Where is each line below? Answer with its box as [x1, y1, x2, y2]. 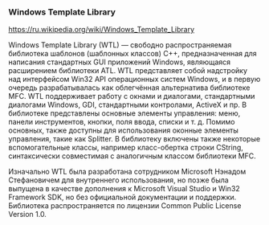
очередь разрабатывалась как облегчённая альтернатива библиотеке [8, 83, 251, 92]
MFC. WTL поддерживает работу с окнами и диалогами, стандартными [8, 92, 255, 101]
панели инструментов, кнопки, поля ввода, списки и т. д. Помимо [8, 117, 235, 127]
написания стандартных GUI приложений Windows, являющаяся [8, 57, 231, 67]
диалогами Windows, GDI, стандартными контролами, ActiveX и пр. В [8, 100, 247, 110]
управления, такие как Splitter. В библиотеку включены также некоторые [8, 134, 261, 144]
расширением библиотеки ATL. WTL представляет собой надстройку [8, 66, 247, 76]
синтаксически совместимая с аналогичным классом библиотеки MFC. [8, 151, 257, 161]
